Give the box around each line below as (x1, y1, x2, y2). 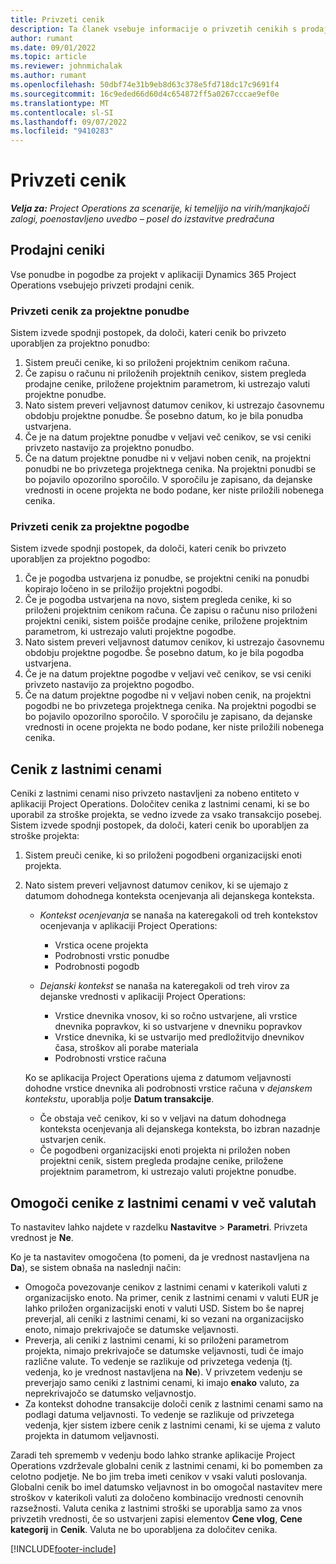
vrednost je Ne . (10, 1232, 74, 1244)
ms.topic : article (10, 52, 87, 62)
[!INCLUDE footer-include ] (10, 1543, 117, 1555)
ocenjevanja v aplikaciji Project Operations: (39, 920, 218, 932)
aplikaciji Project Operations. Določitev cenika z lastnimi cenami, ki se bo (10, 798, 310, 810)
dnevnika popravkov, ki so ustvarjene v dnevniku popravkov (54, 1021, 303, 1033)
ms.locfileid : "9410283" (10, 126, 114, 136)
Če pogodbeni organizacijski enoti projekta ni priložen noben (39, 1144, 291, 1156)
